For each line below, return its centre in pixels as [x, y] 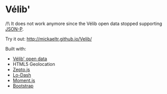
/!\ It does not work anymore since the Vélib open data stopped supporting [84, 24]
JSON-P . [15, 29]
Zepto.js [21, 69]
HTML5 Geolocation [34, 64]
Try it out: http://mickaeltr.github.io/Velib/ [49, 39]
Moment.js [24, 80]
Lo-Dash [22, 75]
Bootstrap [23, 86]
